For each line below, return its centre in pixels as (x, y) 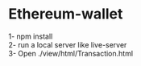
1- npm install (31, 36)
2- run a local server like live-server (68, 44)
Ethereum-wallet (66, 14)
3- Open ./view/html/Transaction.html (71, 53)
